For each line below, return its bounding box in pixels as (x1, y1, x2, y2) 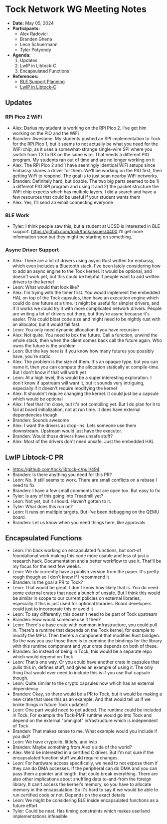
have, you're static (12, 353, 51, 359)
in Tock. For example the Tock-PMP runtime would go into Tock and (12, 712, 152, 718)
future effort (12, 802, 38, 808)
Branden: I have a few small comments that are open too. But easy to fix (12, 488, 161, 494)
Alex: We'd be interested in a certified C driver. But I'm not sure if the (12, 749, 154, 755)
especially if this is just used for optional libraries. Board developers (12, 600, 152, 606)
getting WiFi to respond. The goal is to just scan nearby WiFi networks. (12, 173, 159, 179)
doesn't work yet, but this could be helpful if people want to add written (12, 274, 160, 280)
